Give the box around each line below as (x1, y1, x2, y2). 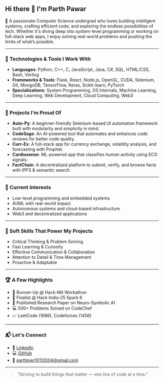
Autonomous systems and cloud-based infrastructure (12, 205, 121, 211)
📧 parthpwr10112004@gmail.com (12, 357, 79, 363)
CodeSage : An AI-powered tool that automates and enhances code (12, 131, 148, 137)
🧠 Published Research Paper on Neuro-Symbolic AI (12, 300, 116, 306)
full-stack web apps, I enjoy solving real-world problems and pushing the (5, 33, 152, 39)
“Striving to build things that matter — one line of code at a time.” (17, 371, 148, 377)
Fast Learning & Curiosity (12, 244, 63, 249)
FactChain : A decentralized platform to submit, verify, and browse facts (12, 162, 157, 168)
